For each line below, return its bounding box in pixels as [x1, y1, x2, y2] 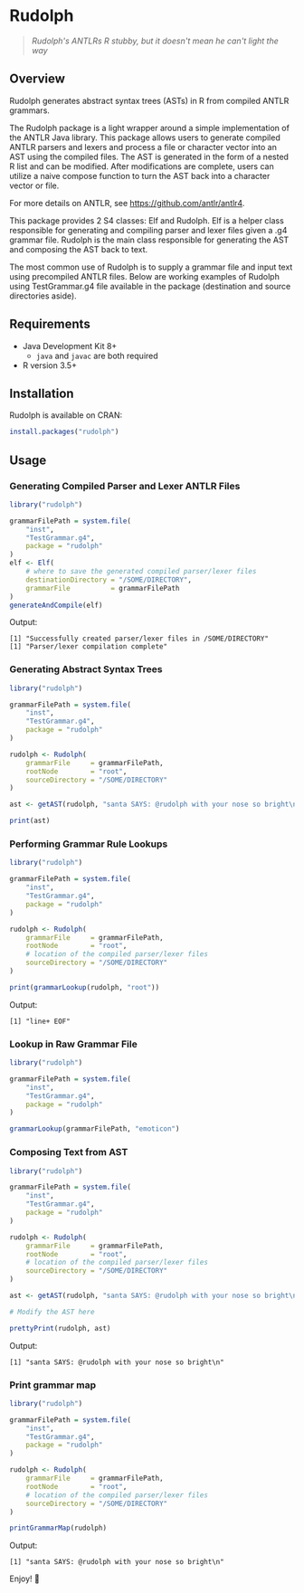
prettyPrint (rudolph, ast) [9, 1323, 111, 1332]
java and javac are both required [35, 350, 158, 361]
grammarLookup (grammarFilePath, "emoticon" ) [9, 1124, 180, 1133]
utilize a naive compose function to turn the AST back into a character [9, 170, 271, 181]
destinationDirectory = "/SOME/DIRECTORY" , [25, 575, 193, 584]
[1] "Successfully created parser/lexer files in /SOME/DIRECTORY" [9, 634, 270, 643]
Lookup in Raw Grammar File [9, 1038, 138, 1050]
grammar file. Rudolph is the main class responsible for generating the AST [9, 234, 290, 245]
